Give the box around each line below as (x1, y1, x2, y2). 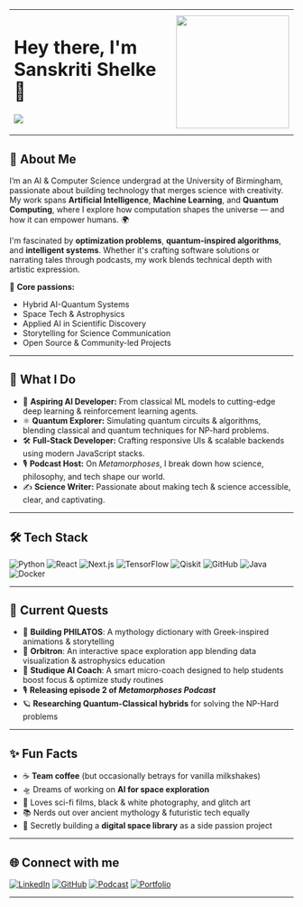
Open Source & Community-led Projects (22, 338, 171, 349)
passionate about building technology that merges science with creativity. (9, 185, 284, 196)
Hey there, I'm (14, 35, 138, 59)
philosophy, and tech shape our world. (22, 471, 166, 482)
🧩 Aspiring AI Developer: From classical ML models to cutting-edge (22, 396, 276, 407)
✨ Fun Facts (9, 745, 78, 762)
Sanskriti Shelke (14, 58, 157, 80)
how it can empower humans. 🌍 (9, 214, 130, 225)
